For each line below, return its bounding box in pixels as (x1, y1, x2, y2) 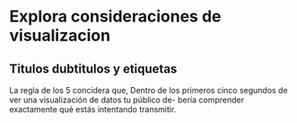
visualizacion (9, 25, 110, 46)
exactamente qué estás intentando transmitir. (9, 104, 177, 114)
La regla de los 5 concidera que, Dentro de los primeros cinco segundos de (9, 85, 289, 95)
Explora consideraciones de (9, 6, 222, 27)
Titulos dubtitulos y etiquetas (9, 61, 178, 76)
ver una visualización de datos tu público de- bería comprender (9, 94, 245, 105)
